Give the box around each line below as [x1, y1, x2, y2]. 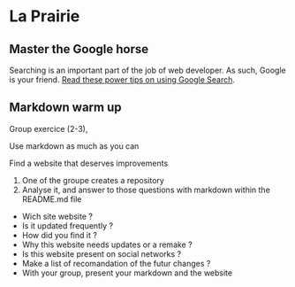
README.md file [21, 193, 82, 205]
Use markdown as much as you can [9, 140, 140, 151]
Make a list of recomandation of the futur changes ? [21, 258, 211, 268]
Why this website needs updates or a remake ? [21, 239, 193, 250]
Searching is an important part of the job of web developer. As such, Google [9, 65, 286, 75]
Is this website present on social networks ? [21, 248, 182, 259]
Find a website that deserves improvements [9, 158, 169, 168]
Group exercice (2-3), [9, 123, 88, 134]
